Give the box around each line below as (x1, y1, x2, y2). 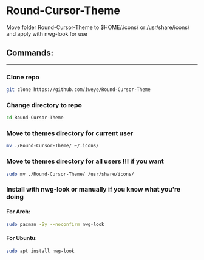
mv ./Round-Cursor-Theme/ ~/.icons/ (6, 143, 99, 149)
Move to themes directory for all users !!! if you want (6, 157, 164, 165)
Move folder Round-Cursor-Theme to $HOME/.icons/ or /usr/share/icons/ (6, 24, 190, 31)
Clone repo (6, 73, 39, 81)
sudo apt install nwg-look (6, 248, 75, 254)
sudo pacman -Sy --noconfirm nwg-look (6, 221, 104, 227)
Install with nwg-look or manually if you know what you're (6, 185, 181, 194)
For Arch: (6, 207, 30, 215)
